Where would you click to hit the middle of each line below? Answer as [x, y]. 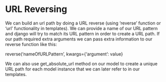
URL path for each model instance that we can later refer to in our [73, 69]
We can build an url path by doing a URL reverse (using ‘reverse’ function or [83, 23]
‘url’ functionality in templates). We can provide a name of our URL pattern [82, 28]
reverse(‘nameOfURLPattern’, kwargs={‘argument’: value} [64, 54]
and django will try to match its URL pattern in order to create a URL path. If [83, 33]
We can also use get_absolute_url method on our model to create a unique [82, 63]
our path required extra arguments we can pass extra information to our [79, 39]
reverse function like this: [31, 44]
